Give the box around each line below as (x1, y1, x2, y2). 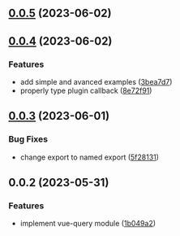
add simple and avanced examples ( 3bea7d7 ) (19, 77, 173, 87)
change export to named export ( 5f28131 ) (19, 152, 160, 162)
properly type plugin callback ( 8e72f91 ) (19, 85, 152, 96)
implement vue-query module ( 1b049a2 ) (19, 219, 156, 229)
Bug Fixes (8, 133, 49, 145)
